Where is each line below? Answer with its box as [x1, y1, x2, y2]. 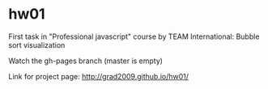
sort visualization [8, 40, 66, 49]
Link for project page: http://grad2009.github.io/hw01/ [8, 71, 189, 81]
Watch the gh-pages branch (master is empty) [8, 56, 164, 66]
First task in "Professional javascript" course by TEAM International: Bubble [8, 32, 260, 41]
